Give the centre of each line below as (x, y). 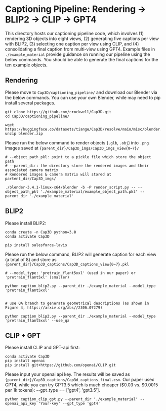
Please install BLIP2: (26, 223)
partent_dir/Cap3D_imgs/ (31, 179)
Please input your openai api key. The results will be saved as (67, 374)
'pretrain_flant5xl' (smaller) (37, 277)
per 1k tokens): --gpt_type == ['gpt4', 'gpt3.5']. (53, 390)
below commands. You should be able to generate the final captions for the (82, 59)
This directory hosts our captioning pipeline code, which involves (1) (75, 33)
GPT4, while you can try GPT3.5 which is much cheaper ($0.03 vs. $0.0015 (82, 385)
